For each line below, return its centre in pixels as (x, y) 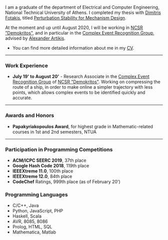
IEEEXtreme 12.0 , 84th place (42, 176)
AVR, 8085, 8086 (30, 221)
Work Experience (27, 66)
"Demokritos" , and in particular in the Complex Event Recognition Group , (80, 33)
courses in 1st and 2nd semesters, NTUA (54, 132)
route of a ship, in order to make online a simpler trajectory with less (82, 87)
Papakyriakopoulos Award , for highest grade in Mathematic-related (83, 126)
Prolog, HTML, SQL (32, 227)
